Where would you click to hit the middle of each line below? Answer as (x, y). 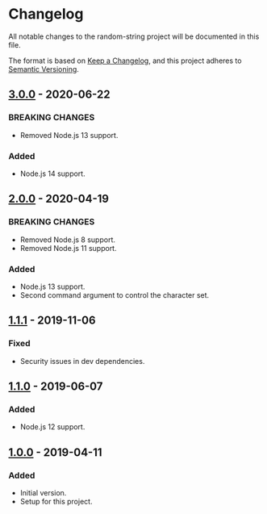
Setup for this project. (56, 501)
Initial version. (43, 492)
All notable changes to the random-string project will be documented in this (134, 36)
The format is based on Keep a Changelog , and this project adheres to (125, 61)
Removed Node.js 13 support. (69, 135)
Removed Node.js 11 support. (68, 248)
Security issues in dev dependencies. (82, 361)
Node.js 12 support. (52, 427)
